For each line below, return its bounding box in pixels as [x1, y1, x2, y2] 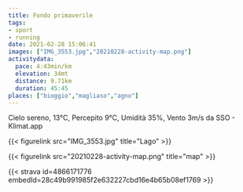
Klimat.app [8, 121, 43, 131]
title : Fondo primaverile [8, 11, 93, 20]
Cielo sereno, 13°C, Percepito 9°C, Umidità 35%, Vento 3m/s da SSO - [8, 113, 236, 122]
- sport [8, 26, 34, 34]
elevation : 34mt [15, 70, 68, 78]
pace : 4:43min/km [15, 63, 72, 71]
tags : [8, 19, 26, 27]
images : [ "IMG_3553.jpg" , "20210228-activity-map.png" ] [8, 48, 192, 56]
